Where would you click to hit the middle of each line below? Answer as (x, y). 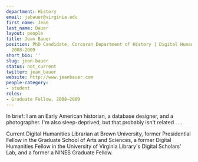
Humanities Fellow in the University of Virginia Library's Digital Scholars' (94, 146)
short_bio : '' (24, 55)
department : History (32, 11)
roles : (14, 94)
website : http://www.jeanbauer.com (50, 77)
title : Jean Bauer (29, 39)
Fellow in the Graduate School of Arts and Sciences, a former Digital (89, 140)
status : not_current (32, 66)
